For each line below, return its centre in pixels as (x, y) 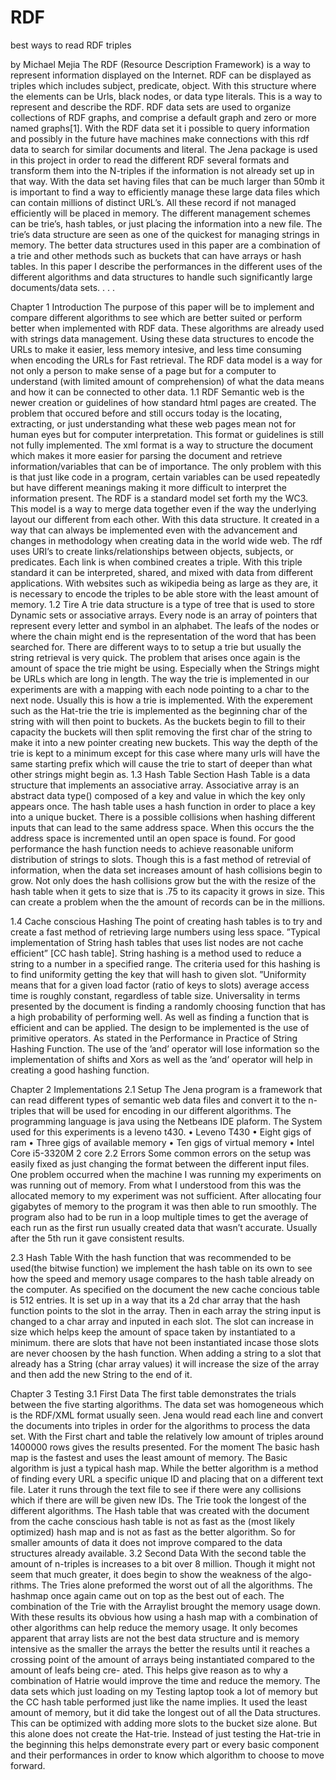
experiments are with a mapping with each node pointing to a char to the (160, 689)
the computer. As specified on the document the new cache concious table (165, 1289)
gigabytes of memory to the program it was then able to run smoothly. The (163, 1206)
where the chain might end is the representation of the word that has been (163, 636)
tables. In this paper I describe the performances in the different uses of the (166, 266)
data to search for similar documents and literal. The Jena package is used (164, 149)
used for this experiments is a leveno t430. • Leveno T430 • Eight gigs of (161, 1132)
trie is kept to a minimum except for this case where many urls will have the (165, 753)
